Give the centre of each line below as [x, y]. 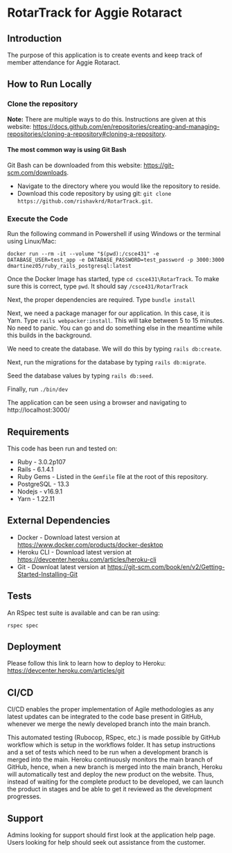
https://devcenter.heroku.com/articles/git [66, 670]
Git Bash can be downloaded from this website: [75, 165]
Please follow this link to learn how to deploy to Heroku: [87, 664]
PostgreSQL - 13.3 [43, 484]
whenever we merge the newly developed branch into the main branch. [109, 724]
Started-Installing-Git [47, 574]
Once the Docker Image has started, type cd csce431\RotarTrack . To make [113, 279]
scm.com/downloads [37, 172]
